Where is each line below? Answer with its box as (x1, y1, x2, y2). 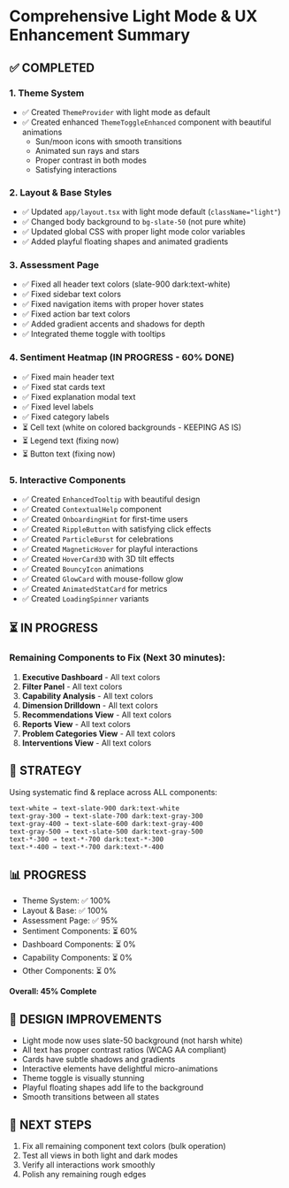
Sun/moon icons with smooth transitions (34, 135, 183, 147)
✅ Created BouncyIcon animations (21, 563, 144, 574)
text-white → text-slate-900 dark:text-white (9, 803, 179, 813)
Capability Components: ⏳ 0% (21, 953, 133, 963)
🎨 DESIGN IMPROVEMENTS (9, 1011, 162, 1027)
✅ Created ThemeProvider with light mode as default (21, 106, 210, 117)
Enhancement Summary (9, 25, 191, 45)
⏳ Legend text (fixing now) (21, 435, 119, 446)
